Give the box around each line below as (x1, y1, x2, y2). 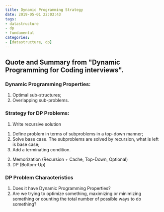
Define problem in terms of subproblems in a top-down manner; (12, 130, 144, 137)
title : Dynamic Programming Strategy (5, 7, 83, 12)
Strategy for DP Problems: (5, 110, 70, 117)
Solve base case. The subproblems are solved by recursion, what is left (12, 136, 159, 142)
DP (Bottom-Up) (12, 161, 46, 167)
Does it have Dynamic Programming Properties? (12, 185, 111, 192)
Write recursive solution (12, 121, 61, 127)
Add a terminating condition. (12, 146, 71, 152)
